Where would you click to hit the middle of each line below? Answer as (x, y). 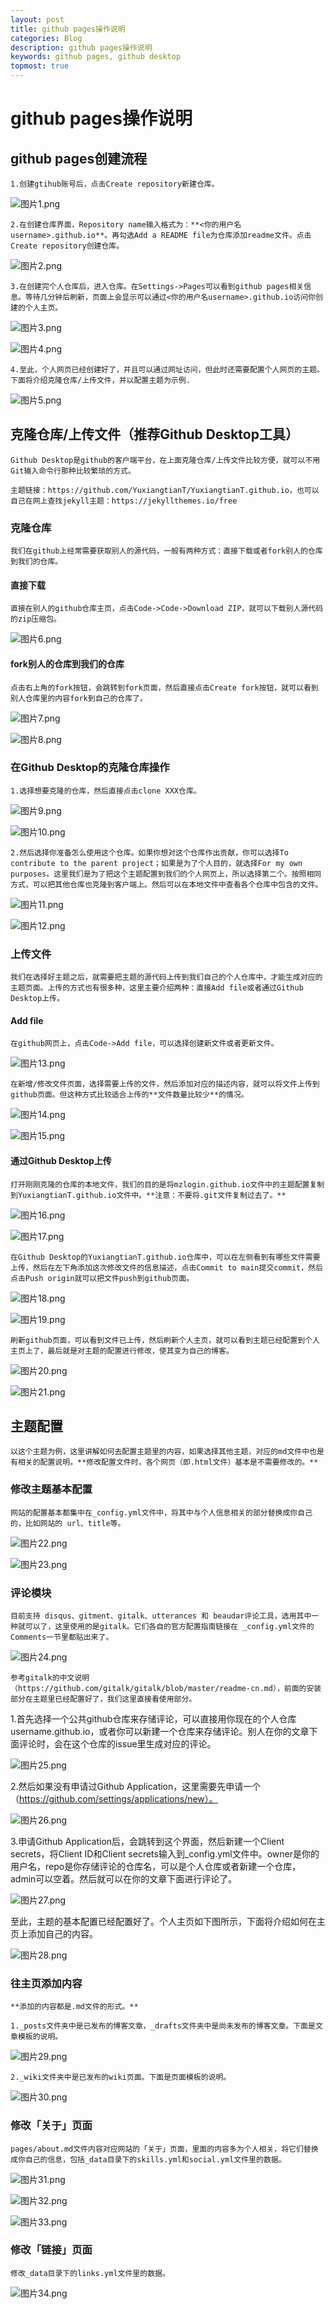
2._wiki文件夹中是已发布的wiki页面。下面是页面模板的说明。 (121, 2077)
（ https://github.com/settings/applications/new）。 (114, 1798)
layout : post (37, 19)
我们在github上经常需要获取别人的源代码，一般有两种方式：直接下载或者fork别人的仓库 (166, 551)
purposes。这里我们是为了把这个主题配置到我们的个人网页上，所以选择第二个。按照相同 (166, 874)
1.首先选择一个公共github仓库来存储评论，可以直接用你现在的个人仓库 (153, 1718)
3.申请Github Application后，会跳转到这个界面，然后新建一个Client (147, 1841)
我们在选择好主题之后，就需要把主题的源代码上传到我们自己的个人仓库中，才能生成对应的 (166, 977)
